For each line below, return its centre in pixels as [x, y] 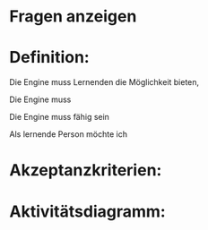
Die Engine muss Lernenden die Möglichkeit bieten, [104, 82]
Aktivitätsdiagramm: [87, 211]
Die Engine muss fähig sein [60, 117]
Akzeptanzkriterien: [86, 170]
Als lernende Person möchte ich [69, 134]
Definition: [49, 58]
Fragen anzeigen [73, 17]
